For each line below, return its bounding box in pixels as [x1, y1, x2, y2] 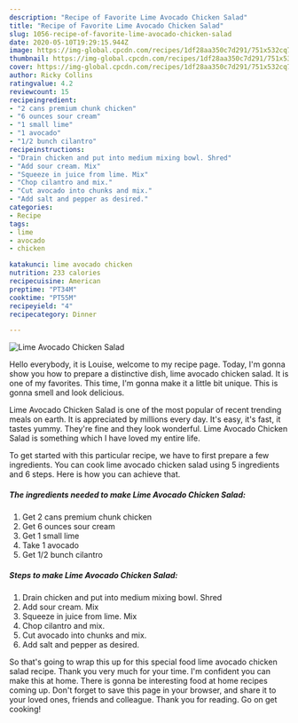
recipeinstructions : [9, 145, 86, 154]
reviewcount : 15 [9, 87, 69, 96]
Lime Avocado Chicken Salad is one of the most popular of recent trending [9, 405, 282, 416]
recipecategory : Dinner [9, 310, 98, 319]
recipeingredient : [9, 95, 77, 105]
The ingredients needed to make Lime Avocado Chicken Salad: [9, 489, 247, 500]
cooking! [9, 703, 42, 715]
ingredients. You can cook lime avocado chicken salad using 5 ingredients [9, 459, 280, 471]
